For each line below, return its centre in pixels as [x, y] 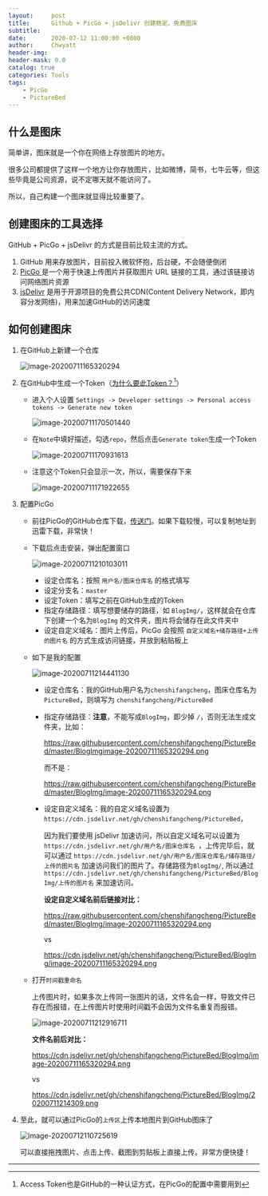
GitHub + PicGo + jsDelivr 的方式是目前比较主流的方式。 [100, 244]
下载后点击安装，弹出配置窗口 [81, 548]
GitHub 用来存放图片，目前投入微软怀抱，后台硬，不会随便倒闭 [123, 261]
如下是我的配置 [56, 658]
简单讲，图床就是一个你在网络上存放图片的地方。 [89, 153]
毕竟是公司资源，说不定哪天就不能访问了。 [85, 180]
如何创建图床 [40, 330]
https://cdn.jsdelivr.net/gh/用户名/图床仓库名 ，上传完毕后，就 [149, 846]
